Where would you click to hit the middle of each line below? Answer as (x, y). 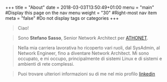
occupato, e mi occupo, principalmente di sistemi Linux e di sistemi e (90, 59)
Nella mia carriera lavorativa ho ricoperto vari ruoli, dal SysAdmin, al (89, 48)
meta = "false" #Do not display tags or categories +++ (62, 18)
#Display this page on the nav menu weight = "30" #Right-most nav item (81, 13)
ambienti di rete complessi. (46, 64)
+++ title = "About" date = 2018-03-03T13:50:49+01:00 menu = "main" (80, 7)
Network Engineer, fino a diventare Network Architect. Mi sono (83, 53)
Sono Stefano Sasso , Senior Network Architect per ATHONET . (83, 38)
